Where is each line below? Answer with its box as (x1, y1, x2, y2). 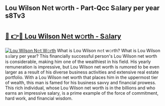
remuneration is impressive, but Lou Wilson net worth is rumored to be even (5, 64, 160, 70)
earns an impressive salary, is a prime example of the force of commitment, (5, 90, 159, 96)
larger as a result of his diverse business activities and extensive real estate (5, 69, 159, 75)
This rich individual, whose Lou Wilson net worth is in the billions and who (5, 85, 156, 91)
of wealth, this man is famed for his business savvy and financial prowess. (5, 80, 157, 85)
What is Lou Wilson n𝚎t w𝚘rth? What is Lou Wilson (56, 48, 161, 53)
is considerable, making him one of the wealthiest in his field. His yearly (5, 59, 151, 65)
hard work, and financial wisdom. (5, 96, 73, 101)
